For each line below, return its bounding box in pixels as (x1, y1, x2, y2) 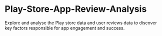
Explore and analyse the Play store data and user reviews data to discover (4, 20, 157, 26)
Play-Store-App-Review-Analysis (4, 3, 147, 15)
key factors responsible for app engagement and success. (4, 25, 125, 31)
